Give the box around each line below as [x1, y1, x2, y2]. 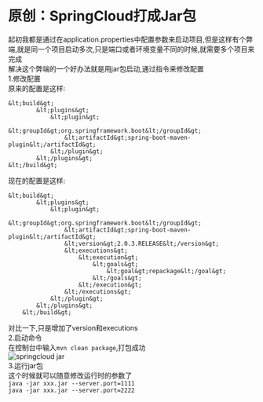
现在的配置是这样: [8, 176, 66, 185]
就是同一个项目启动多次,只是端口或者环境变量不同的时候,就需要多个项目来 [16, 44, 255, 53]
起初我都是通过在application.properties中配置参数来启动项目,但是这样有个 [8, 35, 247, 44]
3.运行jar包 [8, 360, 43, 370]
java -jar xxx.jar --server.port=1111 [8, 379, 135, 387]
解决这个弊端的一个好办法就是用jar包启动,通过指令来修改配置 [8, 64, 204, 73]
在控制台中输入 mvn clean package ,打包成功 [8, 342, 146, 352]
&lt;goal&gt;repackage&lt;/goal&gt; [106, 267, 226, 275]
